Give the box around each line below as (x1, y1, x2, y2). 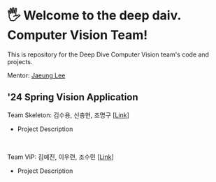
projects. (7, 57, 33, 66)
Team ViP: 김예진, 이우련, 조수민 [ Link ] (7, 153, 114, 161)
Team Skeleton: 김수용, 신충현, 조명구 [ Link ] (7, 111, 129, 119)
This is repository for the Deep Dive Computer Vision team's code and (7, 50, 210, 59)
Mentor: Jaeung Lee (7, 71, 66, 79)
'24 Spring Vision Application (7, 91, 138, 103)
